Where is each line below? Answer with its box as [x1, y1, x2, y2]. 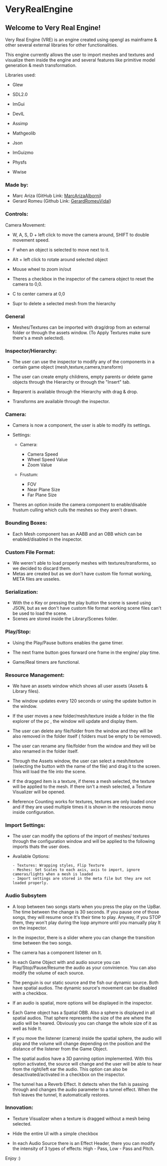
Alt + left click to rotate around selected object [12, 256, 108, 262]
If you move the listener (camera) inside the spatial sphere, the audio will [12, 1035, 162, 1041]
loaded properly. [12, 880, 49, 886]
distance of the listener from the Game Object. [12, 1045, 108, 1051]
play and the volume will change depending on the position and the [12, 1040, 151, 1046]
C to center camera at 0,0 [12, 291, 65, 297]
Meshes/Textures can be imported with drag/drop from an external [12, 324, 150, 330]
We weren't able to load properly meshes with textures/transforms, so [12, 560, 157, 566]
